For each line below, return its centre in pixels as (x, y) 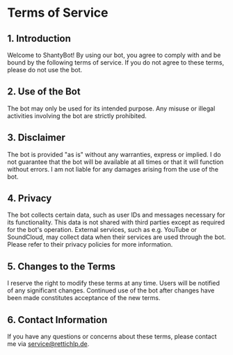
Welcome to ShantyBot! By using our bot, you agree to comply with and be (114, 55)
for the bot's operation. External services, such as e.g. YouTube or (102, 230)
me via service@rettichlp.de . (48, 344)
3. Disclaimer (37, 138)
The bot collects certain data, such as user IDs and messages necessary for (116, 215)
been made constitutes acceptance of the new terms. (84, 298)
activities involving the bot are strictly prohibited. (77, 115)
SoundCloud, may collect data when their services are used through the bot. (116, 237)
